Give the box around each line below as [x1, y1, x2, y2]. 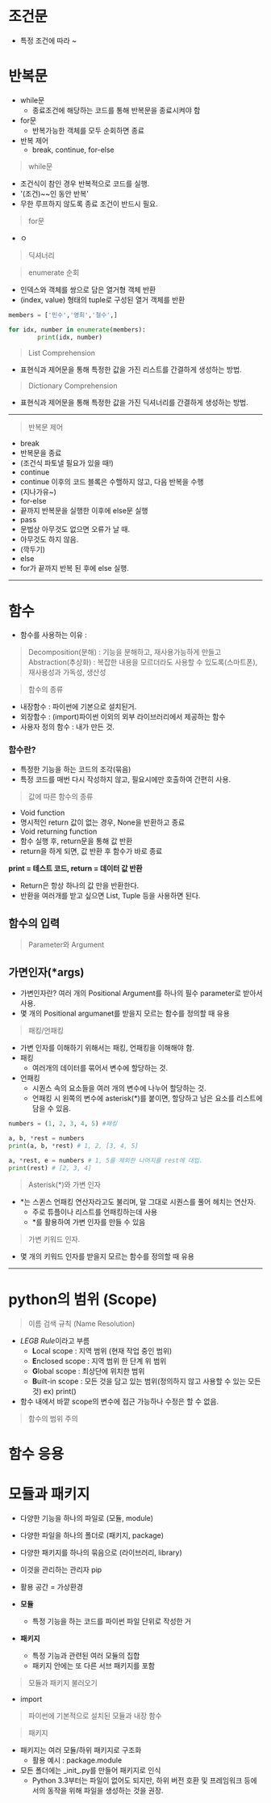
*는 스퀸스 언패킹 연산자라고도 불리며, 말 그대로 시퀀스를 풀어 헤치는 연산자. [19, 1197, 256, 1206]
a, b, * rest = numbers [8, 1134, 85, 1142]
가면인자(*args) [8, 965, 85, 979]
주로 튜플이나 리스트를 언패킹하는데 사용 [31, 1206, 158, 1217]
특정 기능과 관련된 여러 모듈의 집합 [31, 1650, 140, 1660]
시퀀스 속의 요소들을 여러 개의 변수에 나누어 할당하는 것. [31, 1083, 207, 1093]
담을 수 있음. [31, 1104, 71, 1113]
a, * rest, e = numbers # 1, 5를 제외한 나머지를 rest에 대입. [8, 1156, 203, 1164]
